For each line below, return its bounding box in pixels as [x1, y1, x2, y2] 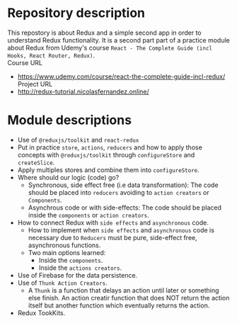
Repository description [7, 5, 145, 21]
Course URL [7, 58, 43, 67]
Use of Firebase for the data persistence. [17, 271, 138, 279]
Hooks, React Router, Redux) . [7, 51, 96, 59]
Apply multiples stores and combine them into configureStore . [17, 165, 200, 174]
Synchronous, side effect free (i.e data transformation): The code [28, 181, 219, 189]
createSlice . [17, 158, 55, 166]
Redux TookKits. [17, 308, 66, 317]
